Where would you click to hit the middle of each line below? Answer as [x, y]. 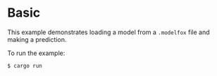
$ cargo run [25, 66]
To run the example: [36, 53]
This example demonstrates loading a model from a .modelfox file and [108, 32]
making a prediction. [37, 39]
